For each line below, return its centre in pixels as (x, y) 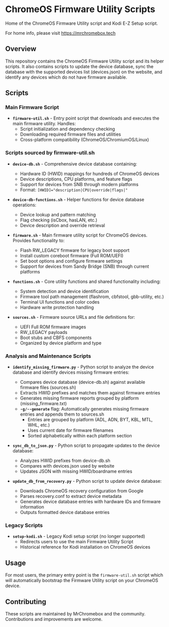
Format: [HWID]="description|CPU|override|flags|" (74, 190)
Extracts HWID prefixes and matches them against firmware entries (90, 393)
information (32, 507)
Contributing (26, 602)
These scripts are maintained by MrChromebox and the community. (75, 613)
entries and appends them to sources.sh (62, 414)
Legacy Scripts (24, 525)
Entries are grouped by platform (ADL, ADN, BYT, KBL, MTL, (90, 420)
